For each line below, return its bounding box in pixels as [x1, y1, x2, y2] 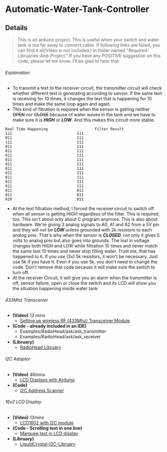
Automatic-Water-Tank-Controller [5, 4, 149, 15]
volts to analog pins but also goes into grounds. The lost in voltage [12, 238, 150, 244]
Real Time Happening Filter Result [5, 127, 124, 132]
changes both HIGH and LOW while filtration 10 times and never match [12, 243, 158, 249]
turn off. [12, 270, 29, 276]
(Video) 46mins [12, 371, 45, 377]
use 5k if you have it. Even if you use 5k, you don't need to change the [12, 259, 157, 265]
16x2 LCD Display [5, 399, 41, 405]
